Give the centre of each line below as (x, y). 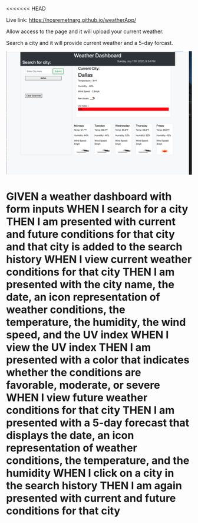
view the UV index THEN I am (79, 347)
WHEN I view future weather (77, 397)
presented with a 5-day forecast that (98, 423)
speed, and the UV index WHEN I (88, 335)
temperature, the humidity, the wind (96, 322)
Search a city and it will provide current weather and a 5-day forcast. (90, 43)
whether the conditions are (74, 372)
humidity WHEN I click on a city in (90, 473)
